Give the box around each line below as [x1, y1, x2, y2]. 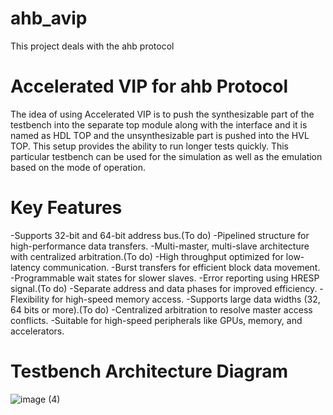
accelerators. [10, 325, 65, 337]
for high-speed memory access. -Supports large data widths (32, [51, 293, 321, 305]
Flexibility [10, 293, 50, 305]
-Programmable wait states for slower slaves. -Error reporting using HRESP [10, 272, 320, 284]
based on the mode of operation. [10, 161, 146, 173]
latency [10, 261, 41, 273]
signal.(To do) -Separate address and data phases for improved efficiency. [10, 282, 318, 294]
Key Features [10, 197, 123, 219]
